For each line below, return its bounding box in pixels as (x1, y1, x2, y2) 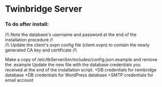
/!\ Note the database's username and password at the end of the (5, 32, 137, 37)
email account (5, 77, 34, 83)
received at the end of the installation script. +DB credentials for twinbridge (5, 67, 157, 73)
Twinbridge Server (5, 3, 82, 15)
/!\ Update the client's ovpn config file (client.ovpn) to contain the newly (5, 42, 150, 48)
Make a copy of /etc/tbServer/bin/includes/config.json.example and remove (5, 57, 158, 63)
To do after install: (5, 21, 49, 28)
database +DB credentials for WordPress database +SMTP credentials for (5, 72, 154, 78)
